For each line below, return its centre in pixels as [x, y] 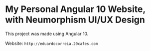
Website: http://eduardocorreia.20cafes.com [52, 43]
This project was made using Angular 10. [47, 33]
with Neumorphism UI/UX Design [75, 20]
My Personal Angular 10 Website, [75, 9]
